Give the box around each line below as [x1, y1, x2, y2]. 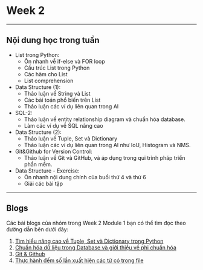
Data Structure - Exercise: [14, 167, 80, 174]
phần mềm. [24, 160, 53, 168]
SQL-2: [14, 109, 33, 116]
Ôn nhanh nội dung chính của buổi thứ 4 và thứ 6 [24, 173, 147, 180]
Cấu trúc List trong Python [24, 64, 90, 71]
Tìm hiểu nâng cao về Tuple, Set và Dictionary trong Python [14, 237, 164, 245]
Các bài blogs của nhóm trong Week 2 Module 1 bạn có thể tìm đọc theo [6, 219, 186, 226]
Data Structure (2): [14, 128, 62, 136]
